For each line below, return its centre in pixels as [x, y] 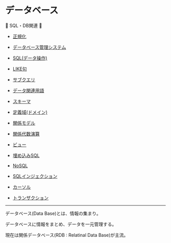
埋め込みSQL [26, 155]
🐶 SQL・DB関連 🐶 [24, 25]
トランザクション [31, 198]
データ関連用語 [28, 90]
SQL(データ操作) [30, 58]
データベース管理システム [39, 47]
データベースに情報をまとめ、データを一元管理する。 [61, 224]
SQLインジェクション [35, 176]
